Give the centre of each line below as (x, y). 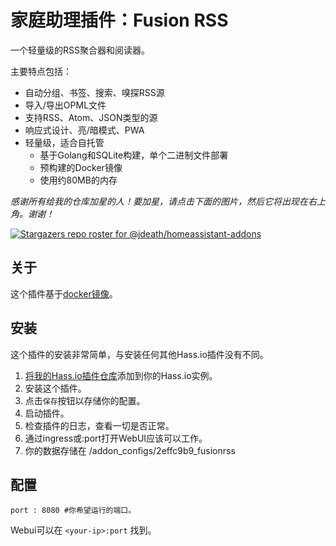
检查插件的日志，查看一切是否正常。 (99, 425)
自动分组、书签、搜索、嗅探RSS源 (94, 92)
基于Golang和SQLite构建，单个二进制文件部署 (134, 155)
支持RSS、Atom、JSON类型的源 (91, 117)
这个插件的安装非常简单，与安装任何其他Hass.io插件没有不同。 (139, 354)
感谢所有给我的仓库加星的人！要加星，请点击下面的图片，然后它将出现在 (159, 201)
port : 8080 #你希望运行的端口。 (73, 511)
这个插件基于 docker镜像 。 (64, 293)
